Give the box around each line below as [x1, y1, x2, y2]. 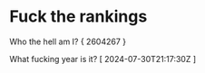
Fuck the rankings [9, 6, 148, 27]
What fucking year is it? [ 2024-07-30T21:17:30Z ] [9, 53, 197, 64]
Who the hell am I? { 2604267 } [9, 36, 127, 47]
